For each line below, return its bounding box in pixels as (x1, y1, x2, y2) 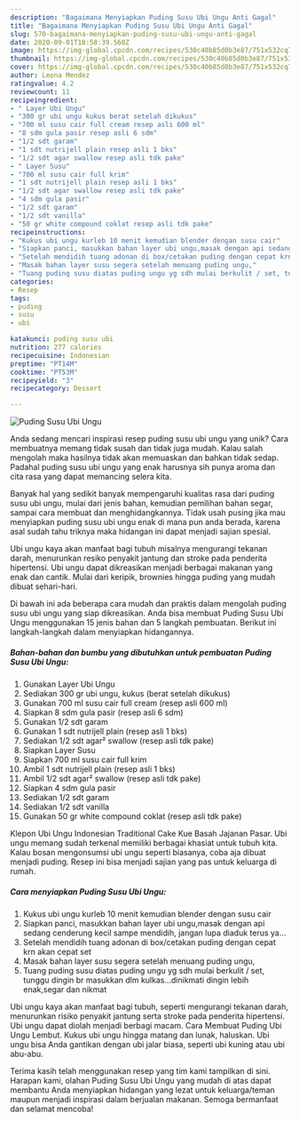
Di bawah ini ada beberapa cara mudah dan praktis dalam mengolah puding (10, 599, 287, 609)
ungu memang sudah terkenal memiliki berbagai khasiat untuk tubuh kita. (10, 838, 279, 848)
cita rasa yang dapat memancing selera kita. (10, 472, 172, 482)
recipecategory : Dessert (10, 384, 102, 394)
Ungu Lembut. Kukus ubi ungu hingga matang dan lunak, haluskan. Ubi (10, 1030, 270, 1040)
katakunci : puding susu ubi (10, 335, 114, 344)
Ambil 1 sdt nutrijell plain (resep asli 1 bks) (22, 764, 176, 775)
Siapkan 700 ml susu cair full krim (22, 754, 147, 765)
